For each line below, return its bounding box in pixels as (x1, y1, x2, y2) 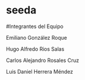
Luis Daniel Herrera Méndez (6, 68, 73, 75)
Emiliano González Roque (6, 34, 68, 41)
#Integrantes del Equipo (6, 23, 64, 30)
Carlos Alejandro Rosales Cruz (6, 57, 80, 64)
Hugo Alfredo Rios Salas (6, 45, 65, 53)
